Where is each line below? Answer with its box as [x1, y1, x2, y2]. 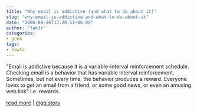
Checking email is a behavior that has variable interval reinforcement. [6, 69, 175, 76]
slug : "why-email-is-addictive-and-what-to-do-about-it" [6, 14, 149, 20]
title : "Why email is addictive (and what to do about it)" [6, 8, 157, 15]
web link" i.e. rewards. [6, 87, 60, 94]
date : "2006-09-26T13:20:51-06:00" [6, 19, 94, 25]
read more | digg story [6, 99, 61, 106]
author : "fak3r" [6, 25, 46, 31]
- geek [6, 36, 22, 42]
